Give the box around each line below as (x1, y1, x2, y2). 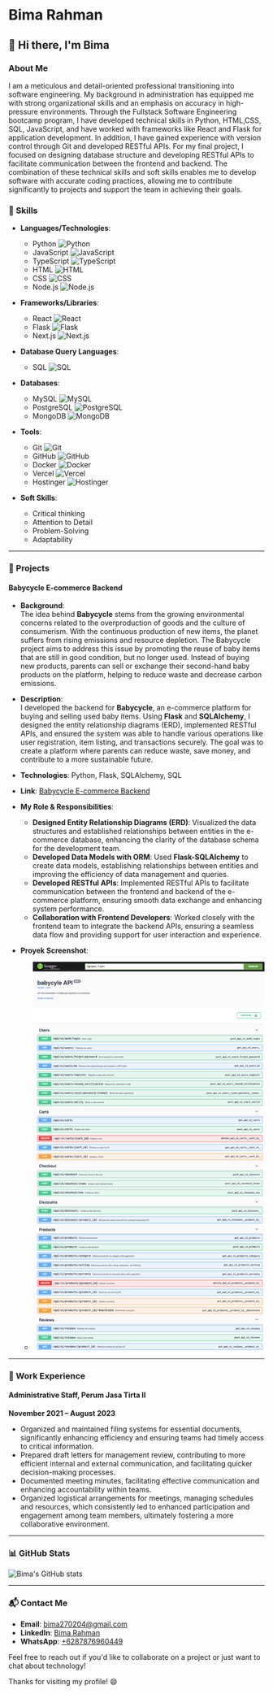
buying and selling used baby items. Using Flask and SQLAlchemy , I (19, 711, 250, 721)
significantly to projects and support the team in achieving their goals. (8, 185, 242, 194)
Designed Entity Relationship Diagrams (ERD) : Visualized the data (32, 818, 257, 827)
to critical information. (19, 1441, 94, 1452)
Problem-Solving (32, 526, 89, 536)
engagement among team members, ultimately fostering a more (19, 1510, 234, 1521)
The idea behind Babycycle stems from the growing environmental (19, 610, 245, 619)
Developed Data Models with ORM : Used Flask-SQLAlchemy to (32, 852, 249, 862)
